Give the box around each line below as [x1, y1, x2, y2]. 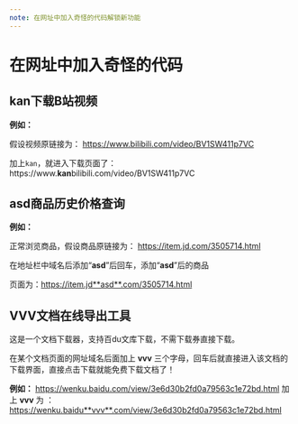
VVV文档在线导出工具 [9, 308, 131, 323]
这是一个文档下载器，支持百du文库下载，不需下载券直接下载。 [9, 334, 240, 345]
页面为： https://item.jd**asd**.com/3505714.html [9, 279, 193, 290]
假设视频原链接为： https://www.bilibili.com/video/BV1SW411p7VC [9, 138, 255, 149]
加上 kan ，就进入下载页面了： [9, 157, 117, 168]
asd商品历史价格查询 [9, 196, 126, 212]
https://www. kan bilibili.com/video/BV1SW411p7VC [9, 168, 195, 179]
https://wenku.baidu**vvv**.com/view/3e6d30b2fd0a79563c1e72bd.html [9, 405, 282, 416]
